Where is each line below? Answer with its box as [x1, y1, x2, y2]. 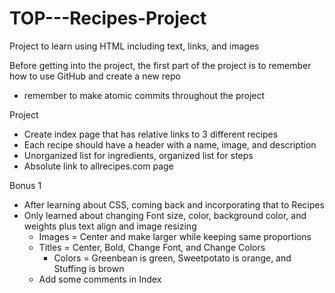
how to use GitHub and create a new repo [9, 70, 181, 82]
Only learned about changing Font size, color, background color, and [23, 209, 307, 221]
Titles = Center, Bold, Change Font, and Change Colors [38, 241, 266, 253]
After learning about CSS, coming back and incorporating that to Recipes [23, 198, 325, 211]
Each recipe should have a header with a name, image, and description [23, 138, 317, 151]
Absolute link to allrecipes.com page [23, 160, 174, 172]
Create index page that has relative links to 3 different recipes [23, 128, 279, 140]
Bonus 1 [9, 179, 42, 191]
